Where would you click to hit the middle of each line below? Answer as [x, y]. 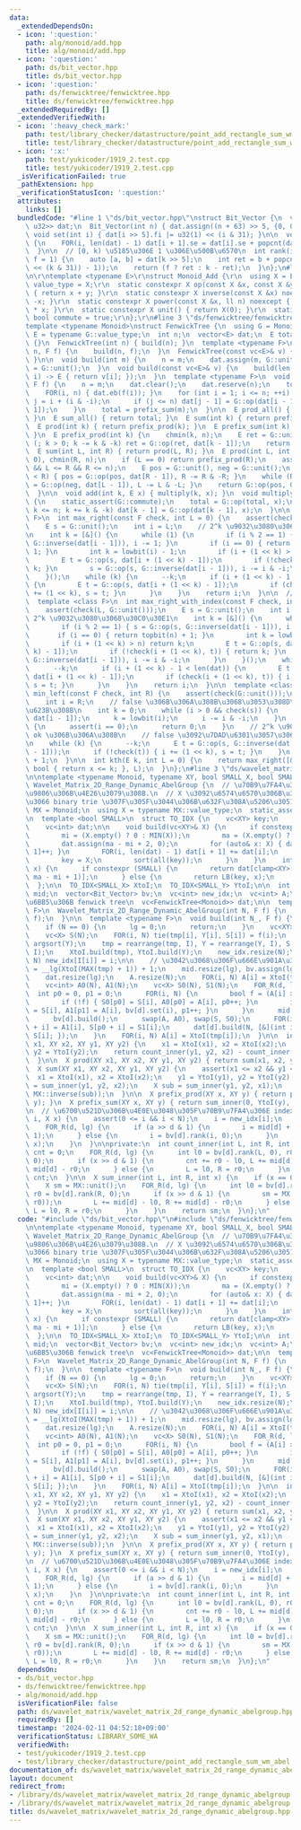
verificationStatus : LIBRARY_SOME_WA [88, 1737]
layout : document [42, 1778]
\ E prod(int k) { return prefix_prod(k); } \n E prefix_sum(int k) [158, 426]
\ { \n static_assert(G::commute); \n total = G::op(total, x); [156, 502]
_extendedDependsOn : [56, 26]
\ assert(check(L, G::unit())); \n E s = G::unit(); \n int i [158, 610]
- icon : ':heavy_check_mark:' [73, 127]
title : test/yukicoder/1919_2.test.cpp [100, 168]
